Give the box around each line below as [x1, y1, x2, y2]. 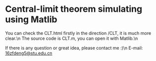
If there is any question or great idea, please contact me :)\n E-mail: [5, 45, 143, 51]
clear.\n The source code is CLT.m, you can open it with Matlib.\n [5, 35, 138, 41]
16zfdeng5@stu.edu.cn [5, 50, 52, 56]
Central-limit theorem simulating [5, 3, 143, 15]
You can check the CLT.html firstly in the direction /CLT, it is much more [5, 30, 152, 36]
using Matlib [5, 14, 57, 25]
